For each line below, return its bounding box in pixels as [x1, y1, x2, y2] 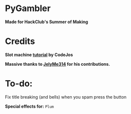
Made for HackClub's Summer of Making [5, 19, 88, 25]
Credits [5, 36, 35, 47]
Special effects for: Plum [5, 103, 54, 109]
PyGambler [5, 3, 51, 14]
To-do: [5, 78, 33, 89]
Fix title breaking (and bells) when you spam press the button [5, 94, 127, 100]
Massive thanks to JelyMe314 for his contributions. [5, 61, 110, 67]
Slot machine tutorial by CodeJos [5, 52, 73, 57]
